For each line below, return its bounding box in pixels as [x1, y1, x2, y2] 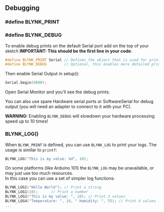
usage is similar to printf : [5, 147, 57, 153]
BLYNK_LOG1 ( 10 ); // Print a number [5, 190, 89, 194]
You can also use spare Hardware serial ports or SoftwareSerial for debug [5, 99, 154, 105]
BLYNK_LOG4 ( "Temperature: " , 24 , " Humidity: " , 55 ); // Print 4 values [5, 199, 156, 204]
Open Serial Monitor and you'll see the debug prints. [5, 89, 110, 95]
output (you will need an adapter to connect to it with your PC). [5, 104, 132, 109]
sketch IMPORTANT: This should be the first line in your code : [5, 48, 133, 54]
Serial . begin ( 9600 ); [5, 80, 47, 85]
